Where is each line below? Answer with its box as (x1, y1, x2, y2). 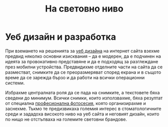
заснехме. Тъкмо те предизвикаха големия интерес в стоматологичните (5, 105, 161, 111)
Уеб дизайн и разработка (5, 31, 116, 43)
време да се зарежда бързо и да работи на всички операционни (5, 74, 145, 80)
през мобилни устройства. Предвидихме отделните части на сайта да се (5, 64, 163, 70)
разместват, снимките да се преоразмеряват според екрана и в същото (5, 69, 161, 75)
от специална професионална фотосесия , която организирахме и (5, 100, 146, 106)
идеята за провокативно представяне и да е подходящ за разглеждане (5, 58, 158, 64)
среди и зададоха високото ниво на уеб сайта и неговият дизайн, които (5, 111, 159, 117)
